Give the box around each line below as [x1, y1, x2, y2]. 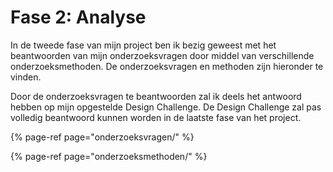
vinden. [10, 71, 42, 83]
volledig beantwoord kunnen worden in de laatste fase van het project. [10, 111, 302, 123]
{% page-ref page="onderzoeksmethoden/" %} [10, 150, 208, 162]
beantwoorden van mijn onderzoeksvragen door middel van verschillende [10, 49, 315, 61]
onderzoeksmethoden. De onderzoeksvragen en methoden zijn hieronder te [10, 60, 324, 72]
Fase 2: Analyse [10, 6, 147, 29]
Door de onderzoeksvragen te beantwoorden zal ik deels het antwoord [10, 90, 302, 102]
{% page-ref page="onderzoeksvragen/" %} [10, 131, 195, 143]
